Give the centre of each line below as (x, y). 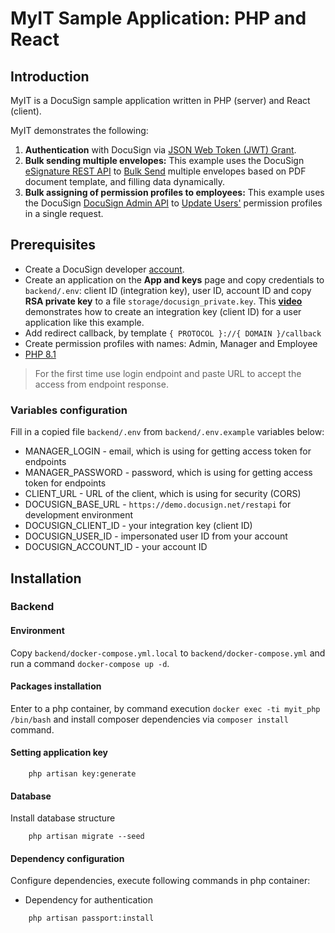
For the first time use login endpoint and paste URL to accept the (168, 373)
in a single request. (64, 213)
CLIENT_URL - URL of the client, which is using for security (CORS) (163, 494)
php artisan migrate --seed (86, 837)
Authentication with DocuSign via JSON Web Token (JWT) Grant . (160, 150)
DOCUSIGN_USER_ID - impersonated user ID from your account (156, 536)
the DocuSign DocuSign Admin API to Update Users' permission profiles (173, 203)
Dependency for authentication (89, 900)
